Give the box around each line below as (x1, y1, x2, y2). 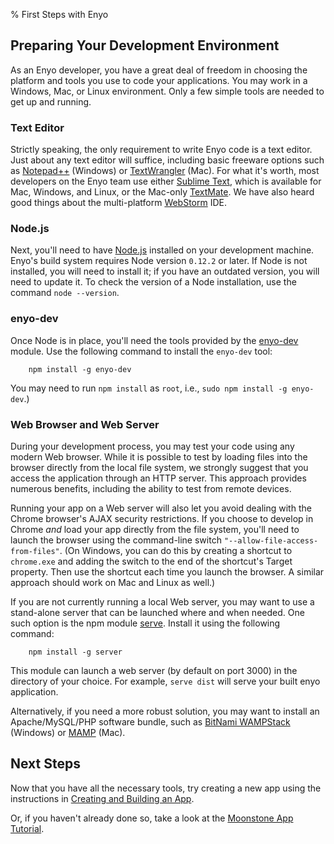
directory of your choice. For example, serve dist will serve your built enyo (10, 675, 321, 687)
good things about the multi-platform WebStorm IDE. (10, 197, 228, 209)
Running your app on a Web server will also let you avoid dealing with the (10, 502, 312, 514)
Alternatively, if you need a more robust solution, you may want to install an (10, 705, 320, 717)
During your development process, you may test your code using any (10, 440, 295, 452)
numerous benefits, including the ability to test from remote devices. (10, 483, 292, 494)
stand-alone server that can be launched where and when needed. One (10, 607, 305, 618)
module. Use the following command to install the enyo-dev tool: (10, 345, 273, 357)
